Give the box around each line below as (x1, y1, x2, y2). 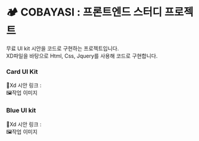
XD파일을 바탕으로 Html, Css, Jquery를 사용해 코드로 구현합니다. (6, 52, 158, 59)
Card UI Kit (6, 67, 38, 76)
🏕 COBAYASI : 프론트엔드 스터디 (6, 5, 163, 19)
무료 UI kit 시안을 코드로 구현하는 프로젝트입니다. (6, 45, 119, 52)
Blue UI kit (6, 106, 36, 115)
